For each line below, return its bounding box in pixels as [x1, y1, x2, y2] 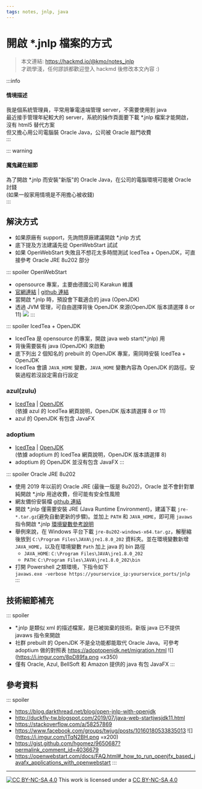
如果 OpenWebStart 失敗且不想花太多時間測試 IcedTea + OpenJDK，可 [14, 249, 191, 256]
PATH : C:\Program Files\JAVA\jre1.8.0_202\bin [23, 556, 141, 564]
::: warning [6, 147, 33, 154]
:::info [6, 77, 20, 84]
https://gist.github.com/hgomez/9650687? [14, 740, 121, 747]
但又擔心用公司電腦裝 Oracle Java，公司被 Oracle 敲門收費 [6, 129, 151, 136]
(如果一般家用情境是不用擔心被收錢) [6, 190, 95, 198]
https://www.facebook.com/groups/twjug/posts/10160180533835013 [14, 727, 186, 734]
